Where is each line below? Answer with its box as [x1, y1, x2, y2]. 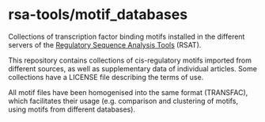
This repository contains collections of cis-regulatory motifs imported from [8, 55, 252, 65]
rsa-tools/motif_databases [8, 6, 188, 24]
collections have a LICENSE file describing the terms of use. [8, 72, 204, 82]
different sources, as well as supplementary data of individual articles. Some [8, 63, 257, 73]
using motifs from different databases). [8, 105, 136, 114]
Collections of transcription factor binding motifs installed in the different [8, 32, 245, 41]
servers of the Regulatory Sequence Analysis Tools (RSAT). [8, 40, 202, 49]
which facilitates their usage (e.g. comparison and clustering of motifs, [8, 96, 239, 105]
